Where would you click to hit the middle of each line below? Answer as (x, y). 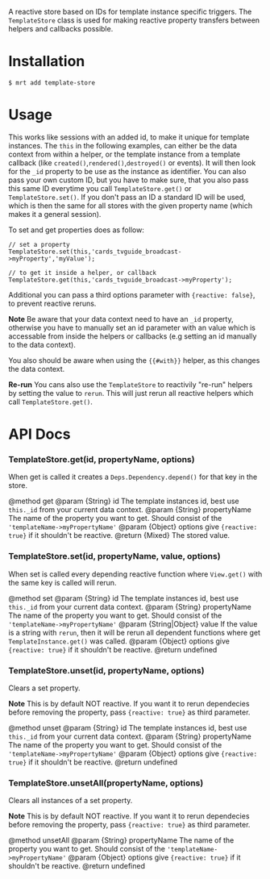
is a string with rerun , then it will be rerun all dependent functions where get (134, 632)
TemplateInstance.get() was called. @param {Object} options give (119, 641)
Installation (47, 62)
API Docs (39, 434)
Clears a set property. (44, 688)
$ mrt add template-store (52, 83)
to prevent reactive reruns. (52, 303)
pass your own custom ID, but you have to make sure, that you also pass (129, 180)
